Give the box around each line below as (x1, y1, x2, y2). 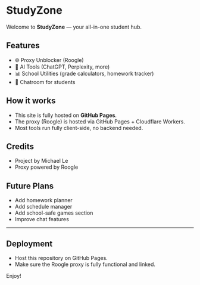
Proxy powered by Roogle (14, 163, 79, 171)
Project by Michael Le (14, 157, 68, 165)
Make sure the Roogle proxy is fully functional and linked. (14, 261, 156, 268)
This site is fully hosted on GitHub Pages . (14, 111, 117, 119)
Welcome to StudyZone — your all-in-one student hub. (6, 23, 142, 30)
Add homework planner (14, 197, 73, 204)
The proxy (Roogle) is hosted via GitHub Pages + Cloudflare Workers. (14, 117, 186, 125)
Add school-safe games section (14, 209, 93, 216)
